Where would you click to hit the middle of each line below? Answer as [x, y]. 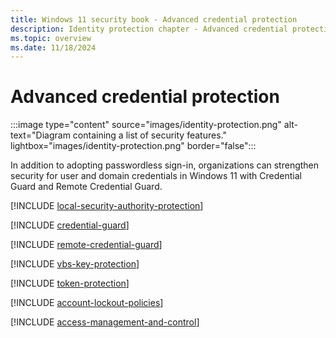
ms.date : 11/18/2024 [53, 47]
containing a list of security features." [149, 135]
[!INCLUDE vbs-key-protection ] [75, 264]
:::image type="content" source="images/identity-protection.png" [146, 125]
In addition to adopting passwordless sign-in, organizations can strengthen [165, 165]
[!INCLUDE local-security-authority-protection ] [107, 206]
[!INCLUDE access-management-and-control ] [105, 322]
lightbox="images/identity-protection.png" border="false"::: [133, 146]
